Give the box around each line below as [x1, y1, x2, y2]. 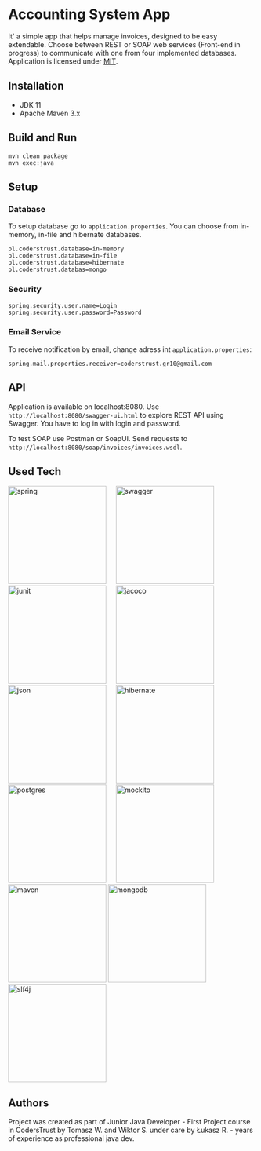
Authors [8, 1096, 49, 1109]
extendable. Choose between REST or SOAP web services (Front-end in [8, 39, 241, 49]
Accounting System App [8, 5, 171, 24]
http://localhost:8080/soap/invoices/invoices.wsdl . [8, 442, 183, 451]
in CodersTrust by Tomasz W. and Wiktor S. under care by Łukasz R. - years [8, 1125, 253, 1135]
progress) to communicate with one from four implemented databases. [8, 48, 237, 57]
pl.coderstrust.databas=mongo [8, 265, 107, 274]
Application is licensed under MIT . [8, 57, 118, 66]
